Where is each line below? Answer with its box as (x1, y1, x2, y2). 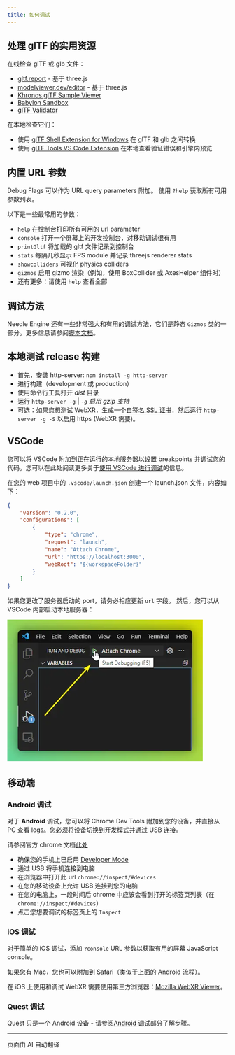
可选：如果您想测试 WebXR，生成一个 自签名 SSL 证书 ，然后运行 (17, 406, 203, 414)
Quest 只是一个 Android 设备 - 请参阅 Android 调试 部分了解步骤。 (7, 1019, 194, 1028)
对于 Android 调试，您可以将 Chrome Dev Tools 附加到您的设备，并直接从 (7, 816, 220, 825)
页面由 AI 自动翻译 (7, 1040, 60, 1049)
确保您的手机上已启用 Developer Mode (17, 855, 129, 863)
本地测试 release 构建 (7, 351, 100, 363)
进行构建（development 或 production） (17, 379, 134, 388)
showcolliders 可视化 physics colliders (17, 260, 129, 269)
